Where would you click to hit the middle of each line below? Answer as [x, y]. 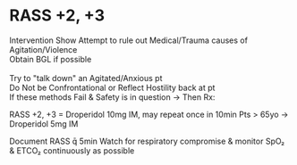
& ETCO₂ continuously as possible [72, 150]
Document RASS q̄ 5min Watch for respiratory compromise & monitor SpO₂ [147, 141]
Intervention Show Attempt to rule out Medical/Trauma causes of [129, 40]
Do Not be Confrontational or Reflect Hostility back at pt [112, 87]
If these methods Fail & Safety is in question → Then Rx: [112, 97]
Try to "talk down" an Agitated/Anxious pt [86, 78]
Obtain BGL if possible [51, 59]
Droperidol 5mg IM [44, 124]
